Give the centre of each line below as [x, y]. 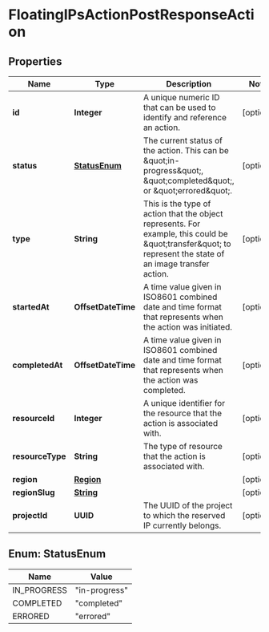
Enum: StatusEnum [57, 554]
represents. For [172, 224]
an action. [161, 128]
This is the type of [177, 204]
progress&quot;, [173, 170]
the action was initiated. [188, 327]
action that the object [183, 214]
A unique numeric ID [181, 97]
